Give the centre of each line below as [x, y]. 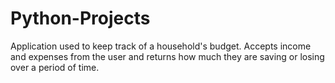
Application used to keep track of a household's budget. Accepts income [161, 46]
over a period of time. [55, 67]
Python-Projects [80, 18]
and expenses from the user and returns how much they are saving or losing [167, 56]
